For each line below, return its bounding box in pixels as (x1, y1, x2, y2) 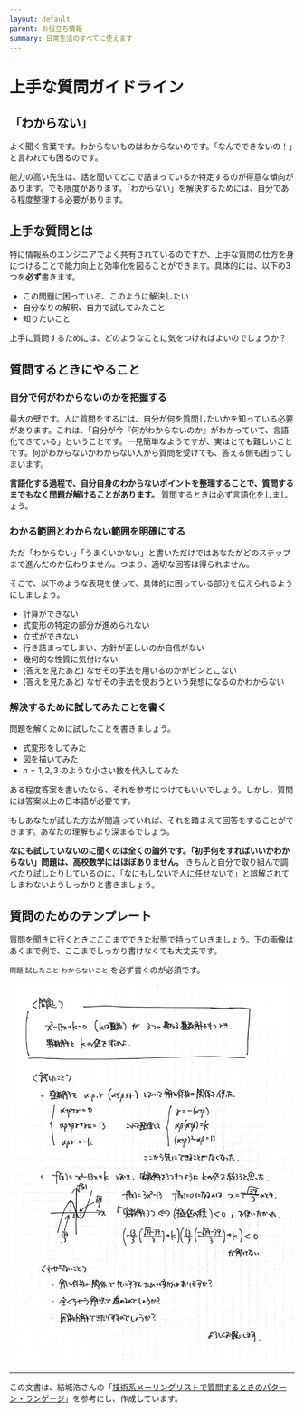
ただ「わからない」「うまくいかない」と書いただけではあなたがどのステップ (9, 547, 291, 558)
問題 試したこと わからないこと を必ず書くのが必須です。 (9, 964, 205, 976)
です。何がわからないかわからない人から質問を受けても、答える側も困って (9, 447, 285, 458)
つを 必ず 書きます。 (9, 271, 81, 282)
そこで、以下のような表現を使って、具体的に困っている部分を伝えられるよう (9, 578, 294, 589)
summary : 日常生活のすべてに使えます (9, 33, 133, 43)
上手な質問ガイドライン (9, 77, 185, 97)
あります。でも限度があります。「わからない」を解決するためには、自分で (9, 183, 282, 194)
